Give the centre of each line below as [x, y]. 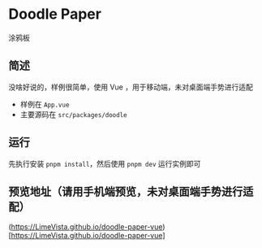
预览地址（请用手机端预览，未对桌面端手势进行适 [131, 191]
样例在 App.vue [45, 104]
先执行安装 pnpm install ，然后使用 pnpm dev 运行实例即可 [105, 163]
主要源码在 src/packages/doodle [73, 114]
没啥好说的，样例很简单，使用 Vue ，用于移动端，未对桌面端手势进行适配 [131, 87]
